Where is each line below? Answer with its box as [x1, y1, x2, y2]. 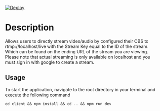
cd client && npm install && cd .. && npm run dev [5, 101, 112, 106]
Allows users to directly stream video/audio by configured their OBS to [5, 38, 149, 44]
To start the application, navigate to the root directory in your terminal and [5, 86, 156, 92]
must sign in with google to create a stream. [5, 59, 95, 65]
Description [5, 22, 54, 33]
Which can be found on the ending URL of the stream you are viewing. [5, 48, 148, 54]
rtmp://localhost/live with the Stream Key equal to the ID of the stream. [5, 43, 149, 49]
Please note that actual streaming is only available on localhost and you [5, 54, 151, 60]
